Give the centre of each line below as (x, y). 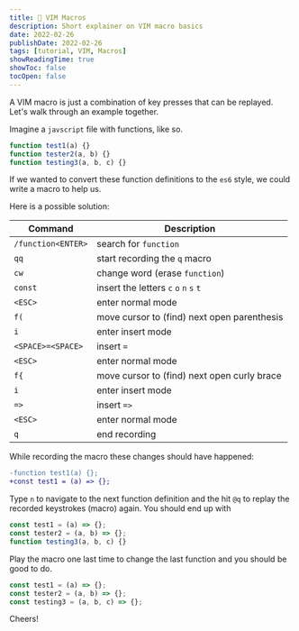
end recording (126, 434)
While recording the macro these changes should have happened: (132, 457)
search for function (138, 244)
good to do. (31, 568)
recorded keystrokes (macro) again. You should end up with (120, 508)
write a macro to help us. (55, 189)
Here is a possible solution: (59, 206)
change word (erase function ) (160, 273)
